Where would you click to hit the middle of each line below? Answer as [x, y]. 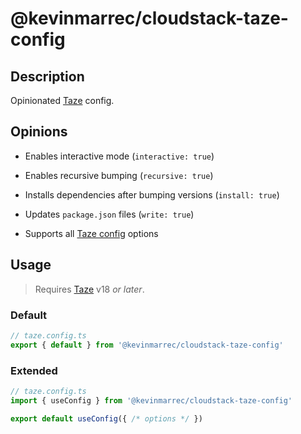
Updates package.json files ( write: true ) [109, 214]
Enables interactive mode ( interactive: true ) [119, 156]
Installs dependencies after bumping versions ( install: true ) [152, 194]
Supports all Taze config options [91, 233]
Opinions [39, 132]
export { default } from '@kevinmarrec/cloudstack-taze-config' [147, 345]
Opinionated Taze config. [62, 100]
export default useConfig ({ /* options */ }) [106, 418]
